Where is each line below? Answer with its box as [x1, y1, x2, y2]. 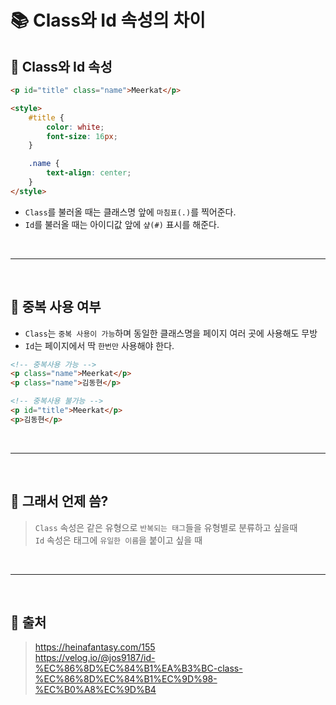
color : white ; [46, 122, 105, 132]
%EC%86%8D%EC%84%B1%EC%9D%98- [34, 673, 218, 685]
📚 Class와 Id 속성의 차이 [10, 9, 206, 32]
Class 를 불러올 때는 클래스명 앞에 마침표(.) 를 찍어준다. [24, 206, 237, 218]
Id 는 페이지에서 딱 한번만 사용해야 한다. [24, 339, 175, 351]
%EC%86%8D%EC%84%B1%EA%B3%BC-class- [34, 662, 243, 675]
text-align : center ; [46, 168, 132, 178]
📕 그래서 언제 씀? [10, 493, 109, 510]
